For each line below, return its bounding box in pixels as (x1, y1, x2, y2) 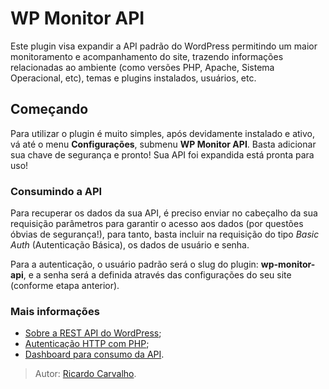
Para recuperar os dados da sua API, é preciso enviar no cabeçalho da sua (10, 207, 318, 219)
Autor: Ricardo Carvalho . (34, 368, 137, 380)
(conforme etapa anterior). (10, 280, 120, 292)
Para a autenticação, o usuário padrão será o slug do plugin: (10, 258, 259, 271)
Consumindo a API (10, 184, 103, 198)
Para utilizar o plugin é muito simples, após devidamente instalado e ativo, (10, 127, 316, 139)
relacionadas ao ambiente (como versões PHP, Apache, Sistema (10, 61, 275, 73)
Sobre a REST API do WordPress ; (24, 327, 162, 339)
